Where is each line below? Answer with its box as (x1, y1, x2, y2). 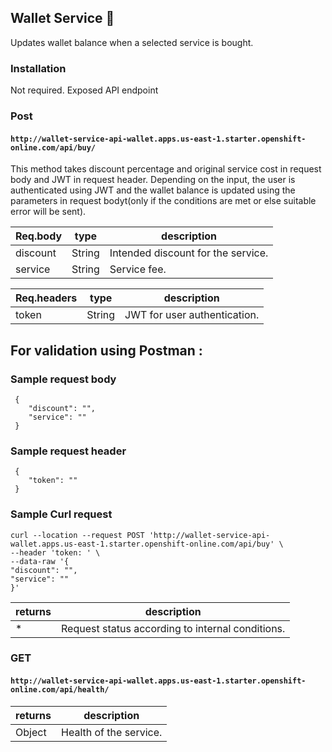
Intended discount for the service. (109, 246, 269, 260)
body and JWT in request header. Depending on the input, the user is (10, 174, 296, 186)
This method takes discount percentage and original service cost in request (10, 163, 322, 175)
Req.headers (15, 291, 78, 305)
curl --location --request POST (10, 530, 145, 540)
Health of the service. (61, 725, 163, 739)
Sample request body (10, 372, 117, 386)
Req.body (15, 229, 63, 243)
